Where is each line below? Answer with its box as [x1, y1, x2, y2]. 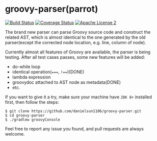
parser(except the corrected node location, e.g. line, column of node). [5, 39, 146, 45]
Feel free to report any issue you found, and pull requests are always [5, 126, 144, 132]
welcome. [5, 131, 25, 137]
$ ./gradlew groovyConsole [5, 117, 60, 122]
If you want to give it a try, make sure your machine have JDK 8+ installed [5, 94, 152, 100]
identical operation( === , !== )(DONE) [12, 69, 84, 74]
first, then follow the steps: [5, 99, 59, 105]
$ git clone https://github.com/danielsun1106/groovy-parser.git [5, 109, 141, 114]
